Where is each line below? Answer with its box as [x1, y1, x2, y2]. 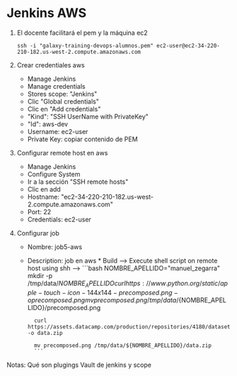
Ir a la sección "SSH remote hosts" [27, 177, 129, 186]
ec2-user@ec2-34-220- [156, 42, 220, 49]
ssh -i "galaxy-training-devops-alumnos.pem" [16, 42, 154, 49]
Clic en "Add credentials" [27, 104, 101, 113]
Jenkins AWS [6, 5, 87, 21]
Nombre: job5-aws [27, 243, 83, 251]
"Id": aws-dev [27, 119, 69, 128]
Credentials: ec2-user [27, 215, 91, 223]
